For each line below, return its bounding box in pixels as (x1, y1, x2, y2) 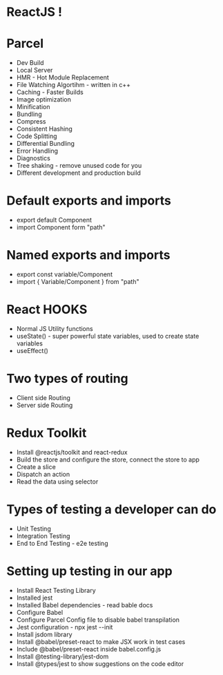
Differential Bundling (16, 140, 75, 148)
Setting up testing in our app (6, 563, 173, 579)
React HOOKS (6, 302, 88, 318)
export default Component (16, 216, 93, 225)
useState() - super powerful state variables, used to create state (16, 332, 200, 340)
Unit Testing (16, 524, 51, 533)
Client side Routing (16, 393, 70, 401)
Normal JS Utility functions (16, 324, 94, 332)
